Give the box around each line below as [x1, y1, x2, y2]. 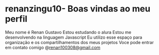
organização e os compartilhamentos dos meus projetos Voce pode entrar [5, 39, 154, 45]
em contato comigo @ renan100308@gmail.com [5, 44, 101, 50]
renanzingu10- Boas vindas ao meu [5, 3, 151, 14]
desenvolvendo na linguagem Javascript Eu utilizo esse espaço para [5, 34, 142, 40]
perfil [5, 13, 28, 24]
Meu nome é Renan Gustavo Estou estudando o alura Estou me [5, 29, 131, 35]
